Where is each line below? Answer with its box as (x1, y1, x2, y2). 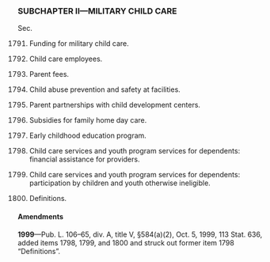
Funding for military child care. (29, 39, 130, 48)
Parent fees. (29, 70, 70, 79)
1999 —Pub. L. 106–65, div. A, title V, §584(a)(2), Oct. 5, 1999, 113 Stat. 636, (17, 230, 263, 239)
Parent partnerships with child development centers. (29, 101, 201, 110)
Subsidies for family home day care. (29, 116, 147, 125)
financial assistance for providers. (29, 154, 140, 164)
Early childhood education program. (29, 131, 146, 140)
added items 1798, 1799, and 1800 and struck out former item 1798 (17, 237, 235, 247)
